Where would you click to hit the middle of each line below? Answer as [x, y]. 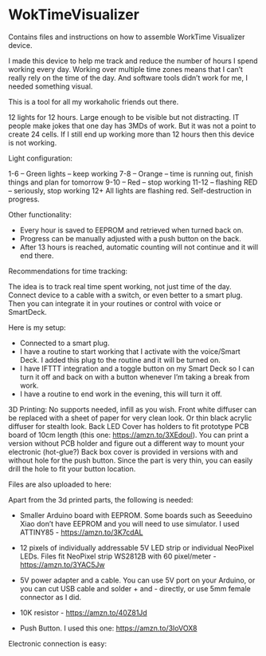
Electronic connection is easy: [58, 643]
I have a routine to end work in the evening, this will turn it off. [121, 394]
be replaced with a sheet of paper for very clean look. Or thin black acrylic [130, 418]
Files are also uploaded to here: [60, 484]
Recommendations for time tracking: [68, 271]
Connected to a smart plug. [65, 343]
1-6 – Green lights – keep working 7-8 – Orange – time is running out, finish [131, 173]
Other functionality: [40, 214]
